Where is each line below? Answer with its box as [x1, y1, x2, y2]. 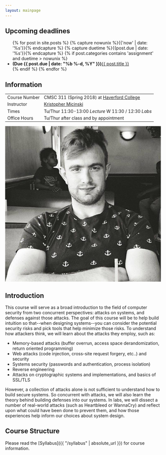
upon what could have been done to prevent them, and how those [5, 408, 139, 414]
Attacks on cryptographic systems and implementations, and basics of [12, 372, 156, 378]
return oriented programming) [12, 345, 73, 351]
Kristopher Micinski [43, 101, 83, 107]
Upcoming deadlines [5, 27, 71, 36]
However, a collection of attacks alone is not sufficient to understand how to [5, 386, 160, 392]
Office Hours [7, 115, 34, 121]
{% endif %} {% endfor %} [12, 66, 67, 72]
